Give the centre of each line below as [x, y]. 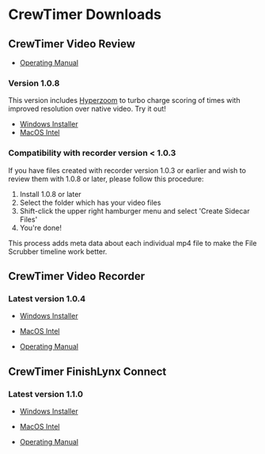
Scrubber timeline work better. [58, 252]
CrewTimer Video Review [72, 44]
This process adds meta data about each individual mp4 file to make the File [132, 243]
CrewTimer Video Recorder [77, 276]
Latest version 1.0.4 [47, 298]
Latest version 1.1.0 [46, 394]
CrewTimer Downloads [85, 15]
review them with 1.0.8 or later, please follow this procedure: [106, 179]
